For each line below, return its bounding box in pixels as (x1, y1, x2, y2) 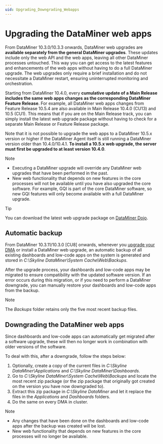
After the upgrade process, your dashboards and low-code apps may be (5, 267, 150, 273)
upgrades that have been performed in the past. (12, 170, 109, 176)
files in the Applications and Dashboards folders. (12, 394, 110, 400)
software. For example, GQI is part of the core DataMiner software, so (12, 186, 152, 192)
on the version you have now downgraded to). (12, 384, 105, 389)
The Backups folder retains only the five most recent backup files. (5, 307, 138, 312)
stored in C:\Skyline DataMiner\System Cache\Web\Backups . (5, 257, 128, 263)
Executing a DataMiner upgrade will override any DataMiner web (12, 165, 142, 171)
